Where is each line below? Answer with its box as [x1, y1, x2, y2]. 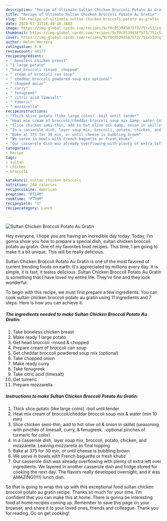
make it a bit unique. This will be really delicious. [5, 249, 105, 255]
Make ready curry [12, 361, 50, 367]
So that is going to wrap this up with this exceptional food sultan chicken [5, 484, 154, 490]
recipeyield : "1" [5, 201, 42, 206]
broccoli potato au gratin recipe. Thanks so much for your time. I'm [5, 489, 143, 495]
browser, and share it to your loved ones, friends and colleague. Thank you [5, 505, 159, 511]
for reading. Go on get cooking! [5, 510, 70, 517]
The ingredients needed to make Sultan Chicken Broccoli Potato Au [5, 311, 148, 317]
